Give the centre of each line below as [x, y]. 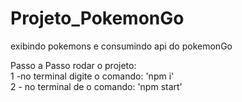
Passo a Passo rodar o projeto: [73, 65]
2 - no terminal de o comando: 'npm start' [96, 86]
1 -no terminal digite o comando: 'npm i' [92, 76]
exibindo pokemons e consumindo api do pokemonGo [121, 46]
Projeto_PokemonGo [97, 18]
